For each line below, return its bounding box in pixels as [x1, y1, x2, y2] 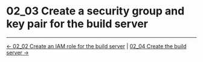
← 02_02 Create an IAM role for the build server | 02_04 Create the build [6, 42, 187, 49]
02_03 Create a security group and [6, 4, 185, 18]
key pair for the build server [6, 17, 148, 31]
